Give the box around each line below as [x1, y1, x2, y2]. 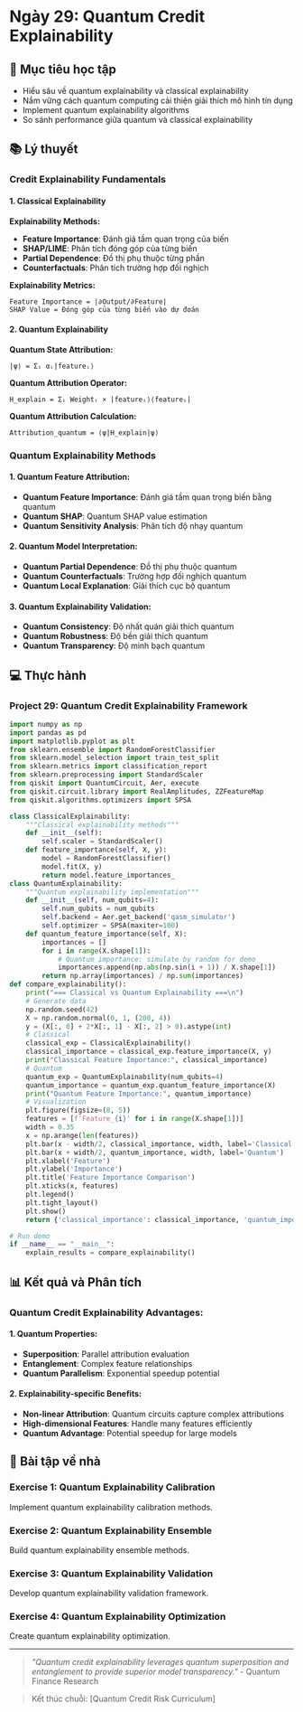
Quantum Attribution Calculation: [9, 410, 137, 421]
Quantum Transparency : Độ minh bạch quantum [22, 640, 206, 652]
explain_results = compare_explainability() [25, 1248, 196, 1257]
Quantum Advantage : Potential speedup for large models [22, 1427, 237, 1438]
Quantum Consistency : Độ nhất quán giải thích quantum [22, 621, 234, 632]
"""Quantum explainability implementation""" [25, 888, 200, 897]
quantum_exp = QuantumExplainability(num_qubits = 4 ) [25, 1072, 224, 1081]
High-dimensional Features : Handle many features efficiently [22, 1417, 252, 1429]
